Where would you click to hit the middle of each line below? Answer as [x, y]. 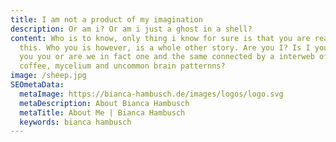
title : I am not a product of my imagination [106, 19]
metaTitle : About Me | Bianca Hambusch [102, 112]
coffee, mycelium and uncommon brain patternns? [122, 66]
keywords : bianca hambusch [75, 122]
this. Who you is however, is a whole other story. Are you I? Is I [165, 47]
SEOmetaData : [37, 85]
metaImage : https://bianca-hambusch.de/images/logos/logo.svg [151, 94]
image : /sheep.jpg [48, 76]
